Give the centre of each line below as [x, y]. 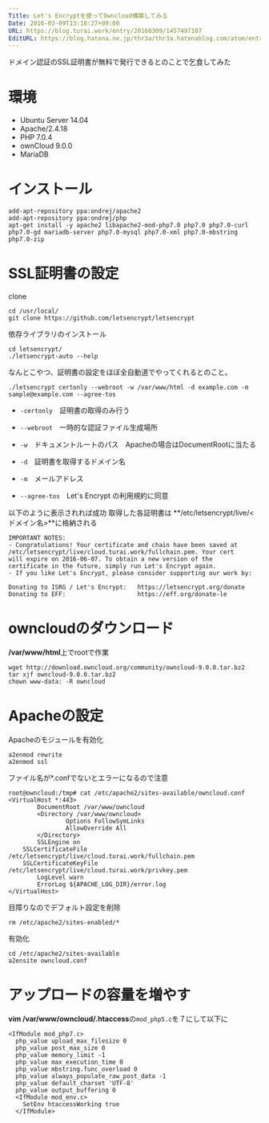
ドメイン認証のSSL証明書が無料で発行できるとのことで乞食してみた [120, 62]
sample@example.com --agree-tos [62, 394]
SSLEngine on [59, 842]
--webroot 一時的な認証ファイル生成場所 [89, 427]
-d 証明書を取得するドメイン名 [73, 462]
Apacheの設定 [56, 716]
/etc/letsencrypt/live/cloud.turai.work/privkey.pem [98, 870]
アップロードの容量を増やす [100, 995]
